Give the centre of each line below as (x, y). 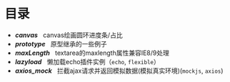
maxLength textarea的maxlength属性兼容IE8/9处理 (92, 53)
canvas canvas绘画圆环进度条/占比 (69, 35)
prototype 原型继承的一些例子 (61, 43)
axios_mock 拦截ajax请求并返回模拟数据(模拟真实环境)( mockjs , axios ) (119, 71)
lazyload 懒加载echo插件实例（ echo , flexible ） (87, 61)
